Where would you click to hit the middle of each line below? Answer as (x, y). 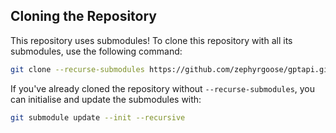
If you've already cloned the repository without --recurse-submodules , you (163, 88)
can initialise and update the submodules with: (106, 99)
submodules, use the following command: (96, 51)
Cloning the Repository (83, 16)
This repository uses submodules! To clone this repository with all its (151, 40)
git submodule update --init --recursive (98, 117)
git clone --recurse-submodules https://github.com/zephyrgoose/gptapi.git (171, 69)
